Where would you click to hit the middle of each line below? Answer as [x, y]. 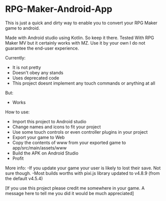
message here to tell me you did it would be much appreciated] [70, 193]
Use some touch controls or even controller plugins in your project [80, 132]
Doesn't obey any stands [38, 72]
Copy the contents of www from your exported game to [69, 143]
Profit [18, 158]
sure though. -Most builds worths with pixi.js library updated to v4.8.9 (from [83, 173]
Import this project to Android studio [49, 121]
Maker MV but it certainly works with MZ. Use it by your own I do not [75, 43]
